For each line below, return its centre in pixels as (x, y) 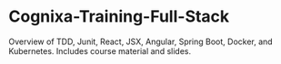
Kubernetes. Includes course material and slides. (100, 50)
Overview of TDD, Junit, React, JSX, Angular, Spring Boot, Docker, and (141, 41)
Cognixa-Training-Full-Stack (119, 17)
